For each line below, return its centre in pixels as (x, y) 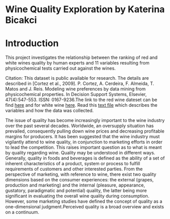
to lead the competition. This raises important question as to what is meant (83, 147)
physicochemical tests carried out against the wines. (61, 68)
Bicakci (21, 20)
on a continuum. (22, 212)
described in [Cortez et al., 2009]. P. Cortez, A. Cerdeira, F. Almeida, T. (80, 84)
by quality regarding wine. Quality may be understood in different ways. (80, 153)
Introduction (32, 43)
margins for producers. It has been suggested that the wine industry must (83, 137)
